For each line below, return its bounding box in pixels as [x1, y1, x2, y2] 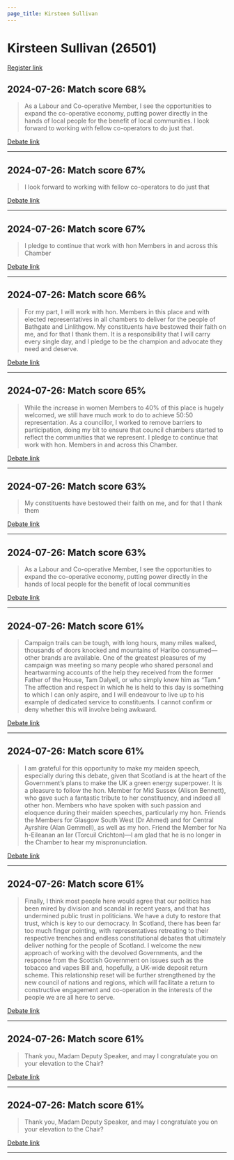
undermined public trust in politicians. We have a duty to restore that [24, 911, 221, 920]
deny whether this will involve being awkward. [24, 705, 157, 714]
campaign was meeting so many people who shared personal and [24, 661, 214, 670]
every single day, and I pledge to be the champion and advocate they [24, 337, 223, 346]
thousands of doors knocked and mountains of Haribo [24, 646, 180, 655]
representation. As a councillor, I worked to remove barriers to [24, 418, 203, 426]
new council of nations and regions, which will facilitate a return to [24, 978, 214, 987]
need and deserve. [24, 344, 79, 353]
